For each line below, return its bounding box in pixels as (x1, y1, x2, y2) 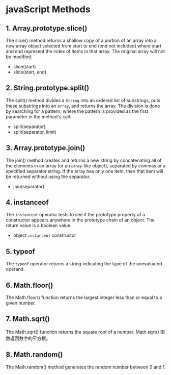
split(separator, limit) (13, 129, 56, 135)
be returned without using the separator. (6, 173, 91, 180)
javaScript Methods (6, 4, 91, 15)
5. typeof (6, 247, 35, 256)
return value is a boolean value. (6, 222, 72, 229)
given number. (6, 300, 36, 306)
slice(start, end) (13, 69, 47, 75)
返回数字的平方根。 (10, 335, 50, 341)
